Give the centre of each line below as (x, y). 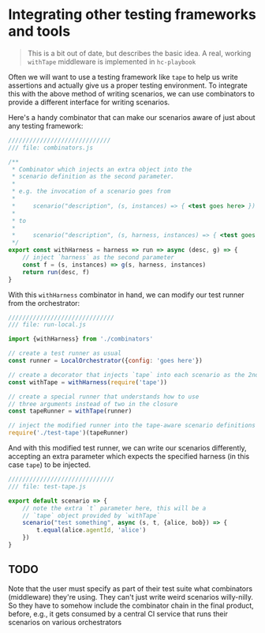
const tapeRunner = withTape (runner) (70, 411)
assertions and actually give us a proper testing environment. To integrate (128, 85)
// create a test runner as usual (65, 353)
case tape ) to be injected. (50, 465)
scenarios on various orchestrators (65, 622)
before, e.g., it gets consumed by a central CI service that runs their (118, 613)
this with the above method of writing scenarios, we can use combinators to (131, 93)
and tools (39, 31)
